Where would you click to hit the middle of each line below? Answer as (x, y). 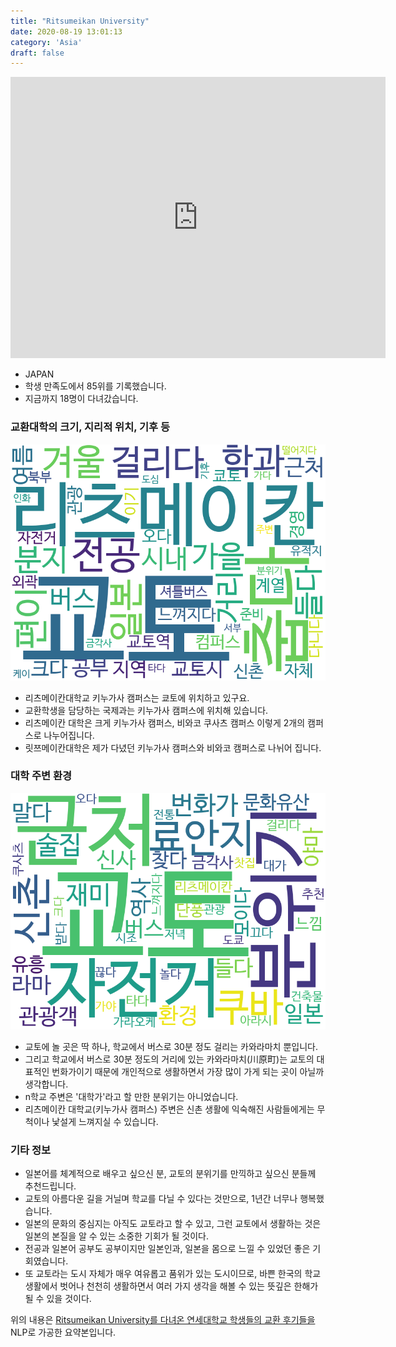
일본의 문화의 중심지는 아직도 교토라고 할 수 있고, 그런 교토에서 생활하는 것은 (173, 1224)
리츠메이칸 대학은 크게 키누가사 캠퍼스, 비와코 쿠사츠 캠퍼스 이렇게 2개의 (165, 722)
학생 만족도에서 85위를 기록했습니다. (95, 386)
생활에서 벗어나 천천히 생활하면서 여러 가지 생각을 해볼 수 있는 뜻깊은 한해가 (171, 1286)
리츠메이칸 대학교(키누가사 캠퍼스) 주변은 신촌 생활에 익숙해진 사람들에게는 (169, 1109)
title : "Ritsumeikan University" (80, 21)
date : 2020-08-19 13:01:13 (66, 31)
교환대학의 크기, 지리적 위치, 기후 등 (90, 427)
